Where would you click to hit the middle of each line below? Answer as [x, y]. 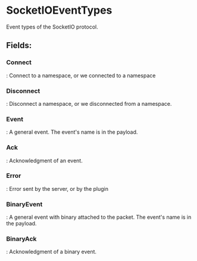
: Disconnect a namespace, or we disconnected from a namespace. [89, 103]
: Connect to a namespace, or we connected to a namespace [81, 76]
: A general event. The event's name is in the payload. [72, 132]
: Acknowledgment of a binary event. [51, 252]
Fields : [19, 45]
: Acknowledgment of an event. [45, 161]
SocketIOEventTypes [59, 10]
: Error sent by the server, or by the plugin [57, 188]
